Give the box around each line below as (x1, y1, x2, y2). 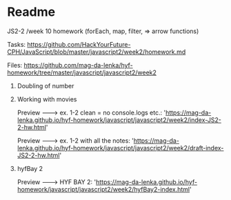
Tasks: (7, 40, 26, 48)
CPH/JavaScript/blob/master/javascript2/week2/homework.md (7, 48, 186, 56)
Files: (7, 61, 23, 69)
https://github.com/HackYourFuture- (27, 40, 131, 48)
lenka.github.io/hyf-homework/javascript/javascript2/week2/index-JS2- (17, 115, 222, 124)
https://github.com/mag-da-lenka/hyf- (23, 61, 133, 69)
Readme (7, 4, 56, 20)
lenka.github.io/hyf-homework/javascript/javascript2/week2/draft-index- (17, 143, 224, 152)
